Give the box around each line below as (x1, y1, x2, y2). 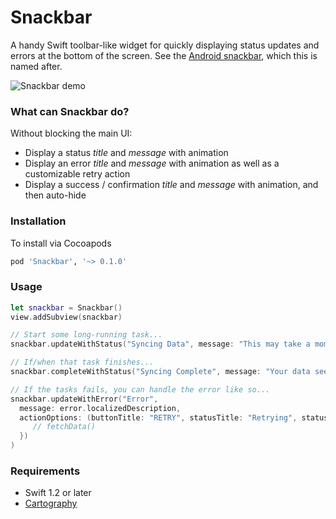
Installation (10, 214, 67, 228)
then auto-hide (24, 189, 87, 201)
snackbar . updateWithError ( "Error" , (10, 394, 159, 404)
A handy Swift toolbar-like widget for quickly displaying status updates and (10, 39, 320, 51)
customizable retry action (24, 168, 131, 180)
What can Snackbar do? (10, 104, 130, 118)
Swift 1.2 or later (24, 487, 92, 499)
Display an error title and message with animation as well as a (24, 157, 280, 170)
